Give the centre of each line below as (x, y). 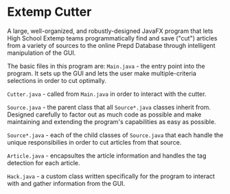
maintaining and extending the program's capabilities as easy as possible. (112, 121)
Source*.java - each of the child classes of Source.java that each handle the (115, 135)
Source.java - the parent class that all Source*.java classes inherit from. (109, 107)
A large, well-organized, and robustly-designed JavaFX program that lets (110, 31)
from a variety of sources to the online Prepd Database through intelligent (111, 45)
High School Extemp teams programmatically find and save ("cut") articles (112, 38)
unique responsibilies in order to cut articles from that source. (94, 142)
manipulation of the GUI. (42, 53)
